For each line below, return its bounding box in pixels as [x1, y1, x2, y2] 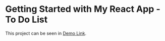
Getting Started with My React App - [5, 3, 160, 15]
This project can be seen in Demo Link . [5, 30, 87, 36]
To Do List [5, 14, 48, 25]
